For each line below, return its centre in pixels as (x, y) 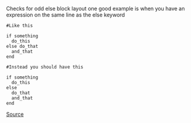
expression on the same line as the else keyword (66, 15)
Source (15, 114)
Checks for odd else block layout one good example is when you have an (95, 9)
